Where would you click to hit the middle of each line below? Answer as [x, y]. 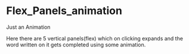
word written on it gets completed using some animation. [76, 45]
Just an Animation [28, 27]
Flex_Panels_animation [64, 11]
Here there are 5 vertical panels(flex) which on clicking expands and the [95, 38]
